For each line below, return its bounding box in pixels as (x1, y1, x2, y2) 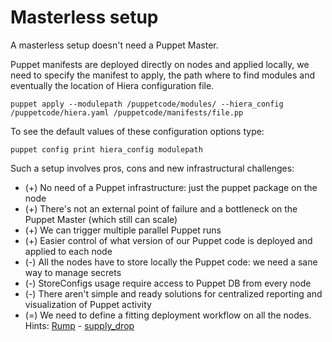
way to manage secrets (24, 266, 122, 278)
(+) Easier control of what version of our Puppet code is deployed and (24, 234, 313, 246)
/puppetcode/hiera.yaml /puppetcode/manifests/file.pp (10, 107, 244, 118)
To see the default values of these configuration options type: (10, 125, 265, 137)
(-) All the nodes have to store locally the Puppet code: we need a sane (24, 256, 318, 268)
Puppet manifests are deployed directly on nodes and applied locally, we (10, 58, 310, 70)
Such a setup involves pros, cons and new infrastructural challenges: (10, 162, 295, 174)
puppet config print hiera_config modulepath (10, 144, 203, 155)
